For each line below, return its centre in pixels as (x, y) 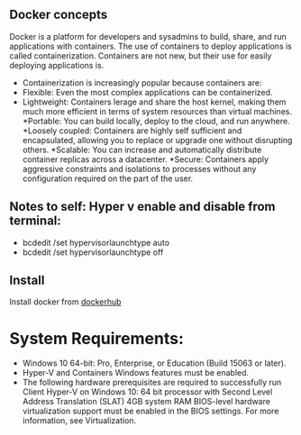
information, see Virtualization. (79, 421)
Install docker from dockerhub (65, 302)
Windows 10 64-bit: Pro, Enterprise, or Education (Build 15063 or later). (154, 363)
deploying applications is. (57, 65)
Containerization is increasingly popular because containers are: (142, 82)
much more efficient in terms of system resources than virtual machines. (157, 111)
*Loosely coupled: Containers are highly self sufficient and (132, 131)
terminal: (35, 221)
